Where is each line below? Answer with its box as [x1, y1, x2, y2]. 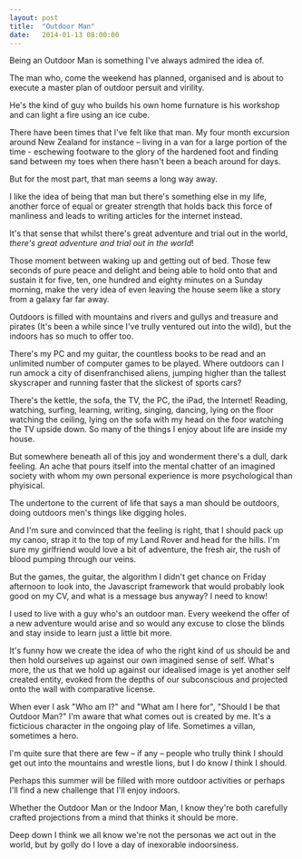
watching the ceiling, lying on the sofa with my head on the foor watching [9, 414, 284, 425]
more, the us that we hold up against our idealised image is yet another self [9, 665, 291, 676]
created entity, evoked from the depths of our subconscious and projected [9, 674, 288, 686]
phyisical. [9, 480, 45, 491]
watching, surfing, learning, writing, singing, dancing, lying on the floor [9, 405, 274, 416]
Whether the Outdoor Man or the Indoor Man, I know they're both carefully [9, 803, 288, 814]
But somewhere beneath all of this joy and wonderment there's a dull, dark [9, 451, 288, 462]
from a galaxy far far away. [9, 294, 111, 305]
